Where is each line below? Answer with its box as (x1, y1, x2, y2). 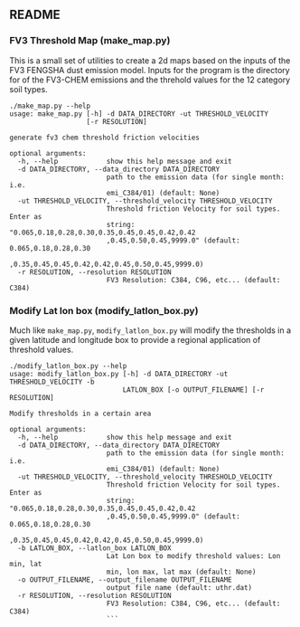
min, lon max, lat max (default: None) (106, 567, 257, 576)
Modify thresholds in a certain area (9, 409, 152, 418)
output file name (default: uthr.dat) (106, 583, 253, 592)
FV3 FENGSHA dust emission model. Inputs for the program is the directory (9, 64, 291, 75)
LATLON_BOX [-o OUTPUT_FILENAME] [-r (122, 385, 265, 394)
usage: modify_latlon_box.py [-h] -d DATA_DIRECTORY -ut (9, 369, 229, 378)
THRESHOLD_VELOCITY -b (9, 377, 95, 386)
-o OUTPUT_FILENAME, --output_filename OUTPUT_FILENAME (17, 575, 232, 584)
